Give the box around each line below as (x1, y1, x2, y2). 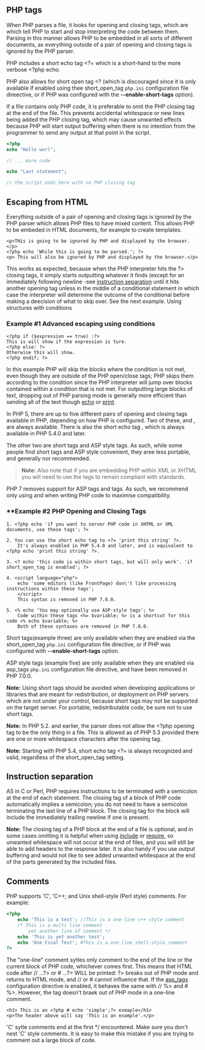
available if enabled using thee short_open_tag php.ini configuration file (6, 84, 188, 92)
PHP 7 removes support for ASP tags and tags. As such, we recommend (6, 485, 188, 492)
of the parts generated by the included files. (6, 858, 117, 866)
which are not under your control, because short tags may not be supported (6, 697, 198, 705)
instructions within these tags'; (6, 585, 95, 592)
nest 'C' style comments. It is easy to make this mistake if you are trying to (6, 1030, 194, 1038)
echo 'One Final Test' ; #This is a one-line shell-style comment (17, 939, 188, 945)
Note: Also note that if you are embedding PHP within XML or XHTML (21, 467, 197, 474)
